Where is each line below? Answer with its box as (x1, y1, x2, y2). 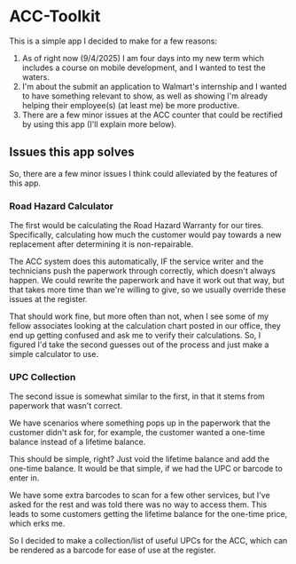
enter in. (9, 473, 40, 483)
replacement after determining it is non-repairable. (9, 239, 194, 250)
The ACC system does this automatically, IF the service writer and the (9, 256, 264, 267)
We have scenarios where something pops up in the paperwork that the (9, 417, 271, 428)
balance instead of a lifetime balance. (9, 437, 146, 448)
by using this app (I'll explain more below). (21, 118, 177, 130)
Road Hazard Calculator (9, 200, 113, 212)
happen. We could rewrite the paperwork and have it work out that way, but (9, 275, 285, 286)
